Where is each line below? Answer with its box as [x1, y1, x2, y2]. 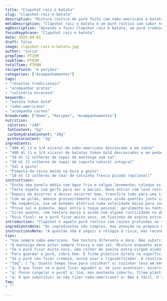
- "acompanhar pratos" [5, 85, 52, 91]
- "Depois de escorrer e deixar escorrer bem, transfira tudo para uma [5, 191, 157, 196]
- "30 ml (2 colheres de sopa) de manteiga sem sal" [5, 155, 117, 160]
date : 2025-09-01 [5, 35, 41, 40]
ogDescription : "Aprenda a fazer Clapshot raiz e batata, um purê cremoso [5, 26, 164, 31]
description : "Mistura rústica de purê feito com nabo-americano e [5, 16, 148, 21]
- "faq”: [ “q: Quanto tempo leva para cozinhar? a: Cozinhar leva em [5, 261, 155, 266]
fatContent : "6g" [7, 127, 43, 132]
